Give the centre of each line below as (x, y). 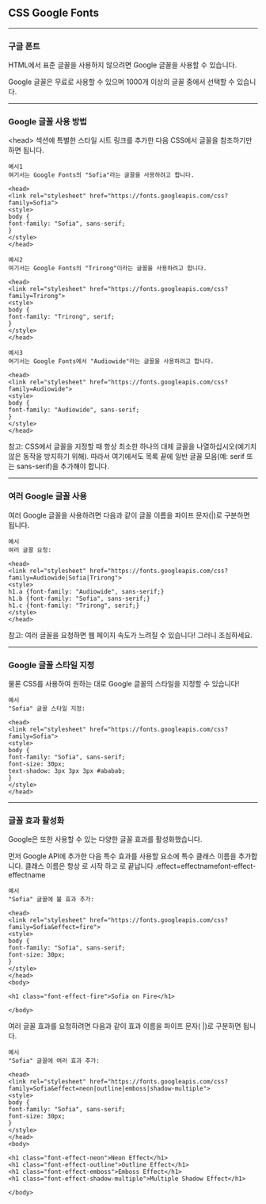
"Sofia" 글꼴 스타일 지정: (47, 709)
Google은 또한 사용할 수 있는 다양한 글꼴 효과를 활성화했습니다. (106, 839)
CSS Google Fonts (53, 13)
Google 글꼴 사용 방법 (47, 122)
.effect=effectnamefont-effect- (206, 866)
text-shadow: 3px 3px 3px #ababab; (67, 771)
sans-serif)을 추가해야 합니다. (63, 466)
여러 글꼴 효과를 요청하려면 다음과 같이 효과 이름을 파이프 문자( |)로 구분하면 (125, 1026)
